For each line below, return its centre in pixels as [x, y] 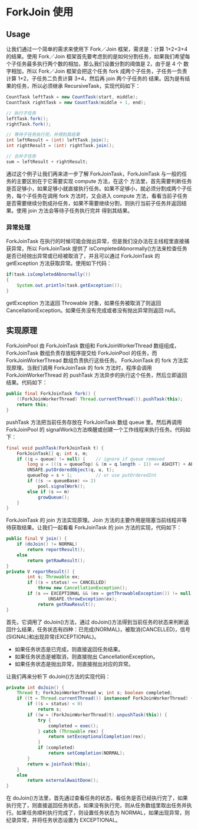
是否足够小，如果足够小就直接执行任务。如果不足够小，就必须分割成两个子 [96, 188]
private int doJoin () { [35, 687]
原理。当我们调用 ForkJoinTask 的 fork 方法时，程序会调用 [81, 368]
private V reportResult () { [41, 572]
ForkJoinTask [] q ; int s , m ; [52, 453]
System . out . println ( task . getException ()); [70, 285]
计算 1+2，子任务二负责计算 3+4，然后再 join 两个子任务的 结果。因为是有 [96, 78]
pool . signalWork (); [61, 486]
